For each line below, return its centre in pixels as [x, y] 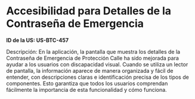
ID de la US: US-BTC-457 [38, 40]
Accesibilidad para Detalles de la [89, 11]
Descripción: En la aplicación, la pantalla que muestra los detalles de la [93, 51]
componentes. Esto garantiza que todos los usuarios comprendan [87, 83]
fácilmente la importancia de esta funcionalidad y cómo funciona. [86, 89]
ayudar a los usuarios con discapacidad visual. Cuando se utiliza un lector [97, 64]
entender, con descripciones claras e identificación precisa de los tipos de [97, 77]
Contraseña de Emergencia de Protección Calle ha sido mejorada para [92, 58]
